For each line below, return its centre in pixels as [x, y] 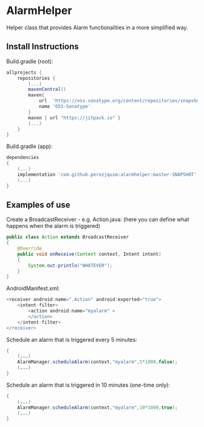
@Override [30, 249]
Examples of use [38, 205]
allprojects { [24, 72]
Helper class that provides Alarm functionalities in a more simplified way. [97, 27]
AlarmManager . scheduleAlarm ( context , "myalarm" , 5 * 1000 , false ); [97, 362]
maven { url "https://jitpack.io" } [74, 118]
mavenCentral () [47, 90]
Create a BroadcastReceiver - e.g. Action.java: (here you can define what [98, 219]
